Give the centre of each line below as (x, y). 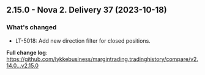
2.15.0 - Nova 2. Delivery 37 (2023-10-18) (87, 10)
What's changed (32, 27)
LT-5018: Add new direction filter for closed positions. (83, 41)
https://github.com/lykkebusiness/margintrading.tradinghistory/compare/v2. (102, 59)
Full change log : (27, 52)
